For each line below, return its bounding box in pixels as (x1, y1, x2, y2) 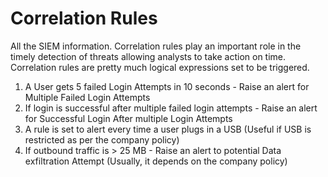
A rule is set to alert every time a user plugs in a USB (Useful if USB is (24, 123, 312, 135)
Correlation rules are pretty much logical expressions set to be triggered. (10, 61, 310, 73)
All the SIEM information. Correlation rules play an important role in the (10, 40, 302, 52)
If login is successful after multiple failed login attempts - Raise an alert (24, 102, 318, 114)
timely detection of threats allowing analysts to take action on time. (10, 50, 287, 62)
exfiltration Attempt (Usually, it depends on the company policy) (24, 155, 288, 167)
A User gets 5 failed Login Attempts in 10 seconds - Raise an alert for (24, 80, 310, 92)
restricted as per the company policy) (24, 133, 180, 146)
